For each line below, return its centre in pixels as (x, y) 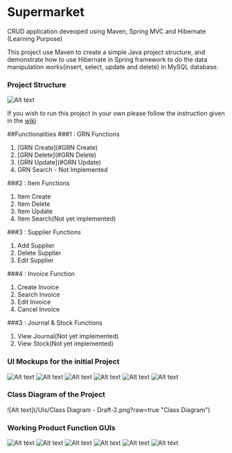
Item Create (34, 197)
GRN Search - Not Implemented (62, 170)
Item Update (35, 212)
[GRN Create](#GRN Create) (57, 148)
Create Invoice (38, 287)
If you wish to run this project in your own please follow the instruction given (116, 113)
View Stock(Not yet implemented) (65, 343)
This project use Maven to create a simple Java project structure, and (106, 52)
